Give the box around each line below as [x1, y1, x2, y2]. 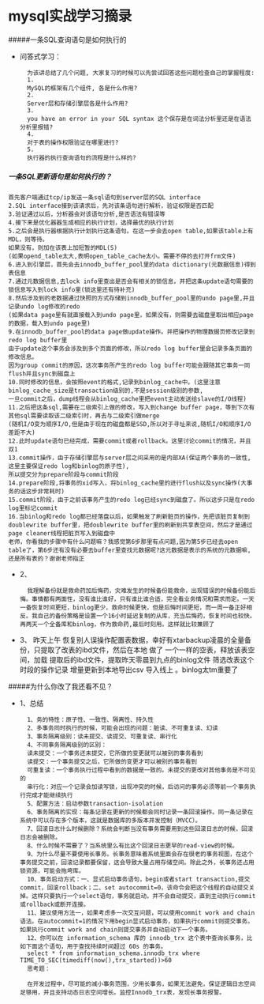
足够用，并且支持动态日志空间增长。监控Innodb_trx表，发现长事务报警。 [19, 988, 226, 996]
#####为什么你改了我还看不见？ [8, 681, 113, 691]
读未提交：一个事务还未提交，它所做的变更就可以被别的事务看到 [27, 749, 203, 757]
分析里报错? [19, 123, 54, 131]
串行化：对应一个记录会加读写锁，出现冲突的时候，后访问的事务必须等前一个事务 [27, 783, 250, 791]
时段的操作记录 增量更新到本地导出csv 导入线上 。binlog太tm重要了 [19, 665, 239, 674]
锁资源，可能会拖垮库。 [19, 866, 85, 874]
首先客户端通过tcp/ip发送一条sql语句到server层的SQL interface [8, 193, 201, 202]
